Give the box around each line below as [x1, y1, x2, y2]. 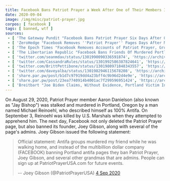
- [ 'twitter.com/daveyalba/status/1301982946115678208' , [7, 69, 133, 74]
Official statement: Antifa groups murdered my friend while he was [17, 139, 157, 145]
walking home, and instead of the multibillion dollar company [17, 144, 145, 150]
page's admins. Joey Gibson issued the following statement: [5, 128, 131, 134]
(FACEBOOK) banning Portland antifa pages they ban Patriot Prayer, [17, 149, 159, 155]
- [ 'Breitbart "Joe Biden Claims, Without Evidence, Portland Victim [7, 82, 159, 87]
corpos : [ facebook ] [5, 21, 51, 27]
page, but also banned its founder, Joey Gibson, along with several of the [5, 123, 158, 129]
